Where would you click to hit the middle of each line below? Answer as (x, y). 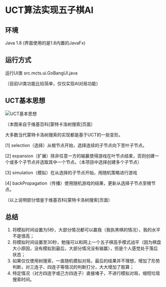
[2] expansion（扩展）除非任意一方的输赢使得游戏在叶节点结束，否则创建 (80, 156)
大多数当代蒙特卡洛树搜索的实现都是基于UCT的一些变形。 (64, 135)
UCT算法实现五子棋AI (49, 10)
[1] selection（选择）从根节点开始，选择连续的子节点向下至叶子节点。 (76, 145)
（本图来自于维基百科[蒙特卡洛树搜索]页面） (50, 124)
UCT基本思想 (25, 101)
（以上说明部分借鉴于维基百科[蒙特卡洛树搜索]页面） (59, 200)
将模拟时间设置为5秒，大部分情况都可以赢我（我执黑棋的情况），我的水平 (86, 230)
